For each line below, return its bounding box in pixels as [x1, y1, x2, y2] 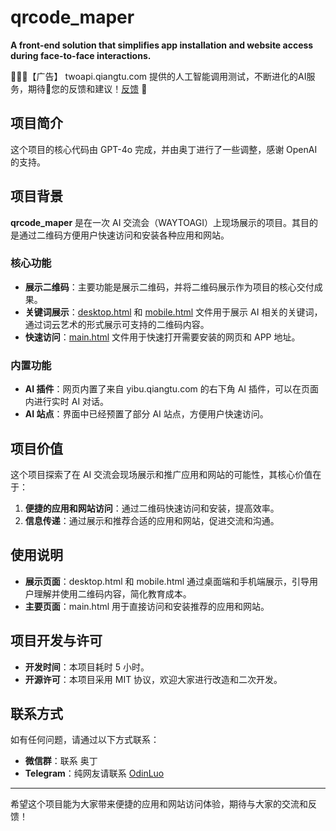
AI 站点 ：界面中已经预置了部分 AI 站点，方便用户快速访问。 [24, 408, 269, 420]
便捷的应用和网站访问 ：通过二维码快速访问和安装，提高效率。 [24, 502, 280, 514]
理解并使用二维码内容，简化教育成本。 [33, 587, 192, 600]
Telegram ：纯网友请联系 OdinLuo [24, 767, 165, 780]
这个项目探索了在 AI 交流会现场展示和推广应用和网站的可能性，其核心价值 [10, 468, 313, 480]
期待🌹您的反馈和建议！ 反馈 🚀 [27, 82, 148, 95]
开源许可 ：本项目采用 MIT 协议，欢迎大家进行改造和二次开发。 [24, 673, 283, 685]
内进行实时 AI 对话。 [24, 396, 110, 408]
